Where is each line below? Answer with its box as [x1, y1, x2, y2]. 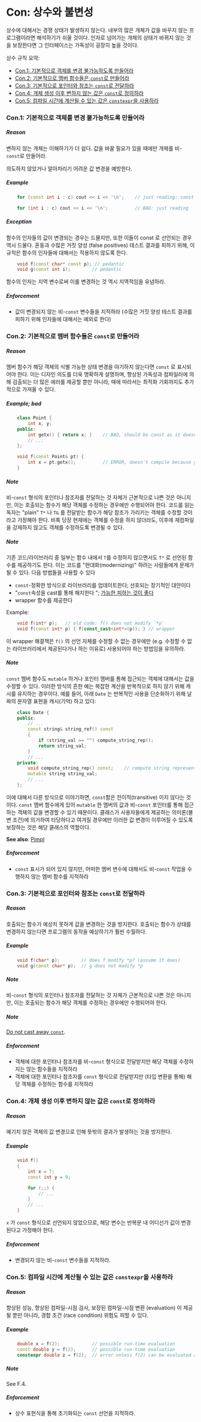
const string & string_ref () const [28, 726, 114, 733]
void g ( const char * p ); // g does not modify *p [17, 963, 144, 969]
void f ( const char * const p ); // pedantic [17, 261, 124, 267]
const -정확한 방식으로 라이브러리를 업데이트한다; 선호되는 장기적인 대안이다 [14, 581, 191, 588]
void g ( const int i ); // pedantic [17, 267, 121, 273]
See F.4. [6, 1380, 27, 1387]
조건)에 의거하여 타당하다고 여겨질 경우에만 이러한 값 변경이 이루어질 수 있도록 [12, 816, 193, 823]
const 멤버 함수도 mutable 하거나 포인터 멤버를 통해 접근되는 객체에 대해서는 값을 [6, 675, 194, 682]
